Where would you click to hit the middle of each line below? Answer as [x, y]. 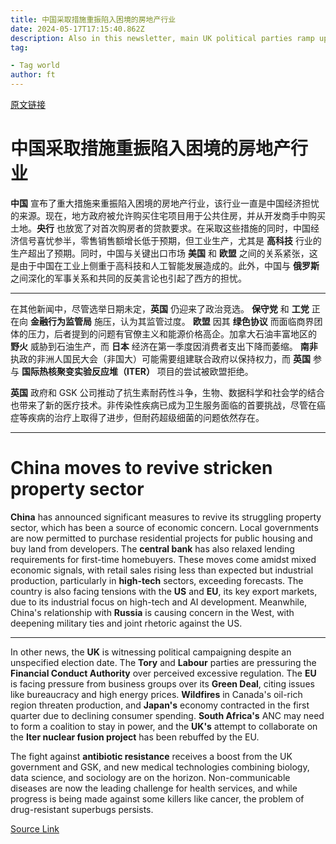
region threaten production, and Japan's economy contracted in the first [160, 705]
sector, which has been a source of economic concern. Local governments [164, 527]
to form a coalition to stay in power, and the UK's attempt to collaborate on [164, 726]
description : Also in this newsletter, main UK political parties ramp [162, 38]
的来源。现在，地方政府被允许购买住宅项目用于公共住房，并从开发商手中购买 [168, 215]
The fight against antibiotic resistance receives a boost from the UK [151, 756]
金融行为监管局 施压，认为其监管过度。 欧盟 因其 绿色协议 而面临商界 [172, 321]
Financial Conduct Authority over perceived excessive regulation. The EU [163, 673]
